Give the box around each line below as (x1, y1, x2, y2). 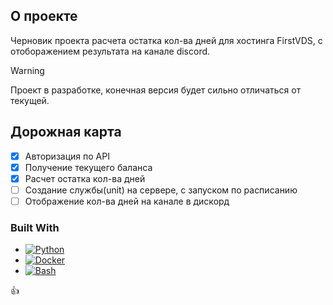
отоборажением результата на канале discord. (10, 45, 211, 57)
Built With (10, 220, 60, 234)
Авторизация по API (24, 150, 110, 162)
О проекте (10, 8, 78, 25)
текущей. (10, 94, 50, 106)
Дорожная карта (10, 124, 122, 141)
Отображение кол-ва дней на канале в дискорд (24, 195, 230, 207)
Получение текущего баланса (24, 161, 153, 173)
